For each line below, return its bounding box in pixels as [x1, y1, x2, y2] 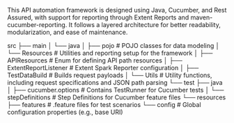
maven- [190, 13, 213, 22]
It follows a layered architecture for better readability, [68, 21, 221, 28]
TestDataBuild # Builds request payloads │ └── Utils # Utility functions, [7, 71, 212, 79]
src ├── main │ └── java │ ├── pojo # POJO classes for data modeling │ [7, 42, 220, 49]
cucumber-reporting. [7, 21, 68, 28]
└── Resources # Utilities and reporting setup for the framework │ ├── [7, 49, 213, 57]
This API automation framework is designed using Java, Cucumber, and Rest [7, 6, 227, 14]
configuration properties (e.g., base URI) [7, 108, 123, 116]
